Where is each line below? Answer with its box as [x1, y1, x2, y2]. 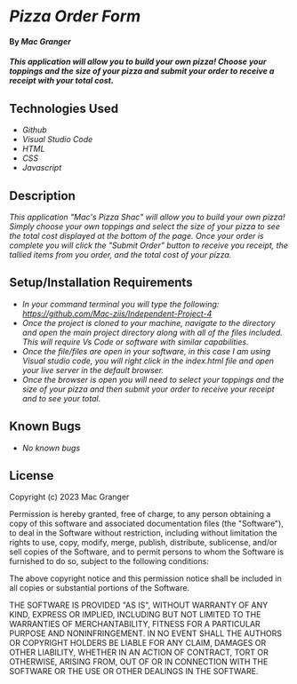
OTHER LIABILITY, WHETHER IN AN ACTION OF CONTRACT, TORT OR [9, 647, 269, 658]
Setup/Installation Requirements [9, 275, 193, 290]
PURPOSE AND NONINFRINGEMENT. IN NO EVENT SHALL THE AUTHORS [9, 628, 283, 639]
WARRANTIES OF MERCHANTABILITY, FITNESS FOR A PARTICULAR [9, 619, 261, 630]
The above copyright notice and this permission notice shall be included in [9, 573, 282, 584]
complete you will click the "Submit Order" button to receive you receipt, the [9, 240, 289, 251]
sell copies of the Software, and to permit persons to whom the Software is [9, 546, 285, 557]
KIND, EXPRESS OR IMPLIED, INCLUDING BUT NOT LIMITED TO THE [9, 609, 261, 620]
